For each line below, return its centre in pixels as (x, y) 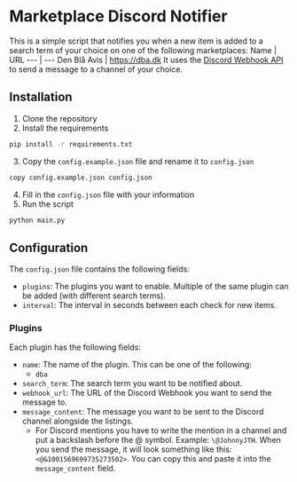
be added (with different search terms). (94, 296)
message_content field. (75, 469)
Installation (41, 97)
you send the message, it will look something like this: (133, 449)
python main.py (37, 220)
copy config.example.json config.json (81, 178)
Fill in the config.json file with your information (108, 194)
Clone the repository (59, 118)
